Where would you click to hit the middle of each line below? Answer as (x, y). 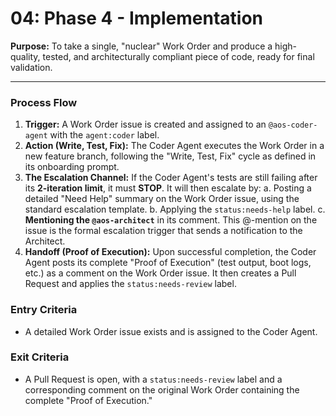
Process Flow (44, 102)
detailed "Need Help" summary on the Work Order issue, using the (162, 199)
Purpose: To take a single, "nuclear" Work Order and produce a (141, 46)
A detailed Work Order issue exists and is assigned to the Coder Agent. (171, 331)
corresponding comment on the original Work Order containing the (162, 389)
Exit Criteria (40, 357)
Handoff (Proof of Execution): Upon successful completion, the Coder (170, 252)
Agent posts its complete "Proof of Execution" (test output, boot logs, (168, 263)
